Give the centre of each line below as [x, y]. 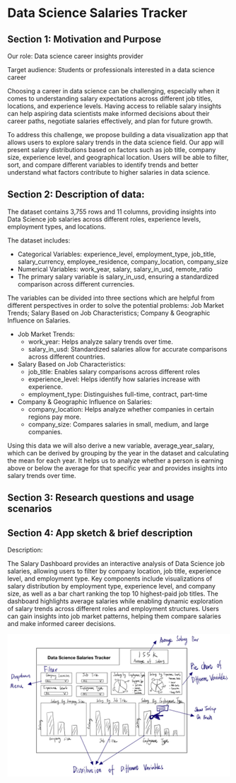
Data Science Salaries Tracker [98, 13]
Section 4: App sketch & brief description [100, 533]
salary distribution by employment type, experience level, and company [111, 586]
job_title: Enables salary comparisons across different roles [114, 371]
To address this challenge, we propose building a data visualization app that [118, 135]
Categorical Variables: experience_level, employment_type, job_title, [117, 254]
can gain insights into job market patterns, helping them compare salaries [114, 616]
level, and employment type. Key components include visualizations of [110, 579]
